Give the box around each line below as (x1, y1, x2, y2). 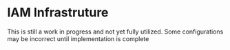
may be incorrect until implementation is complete (7, 34, 149, 42)
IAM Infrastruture (7, 5, 109, 21)
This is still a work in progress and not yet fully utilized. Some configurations (7, 27, 224, 36)
